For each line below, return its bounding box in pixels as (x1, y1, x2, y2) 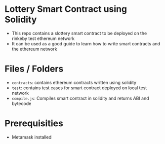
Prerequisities (4, 118, 64, 129)
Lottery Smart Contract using (4, 3, 127, 15)
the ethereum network (11, 46, 57, 52)
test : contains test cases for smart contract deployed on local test (11, 85, 147, 91)
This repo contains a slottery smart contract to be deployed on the (11, 30, 147, 36)
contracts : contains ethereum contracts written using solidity (11, 79, 137, 85)
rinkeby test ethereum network (11, 36, 75, 41)
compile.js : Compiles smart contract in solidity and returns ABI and (11, 95, 149, 101)
